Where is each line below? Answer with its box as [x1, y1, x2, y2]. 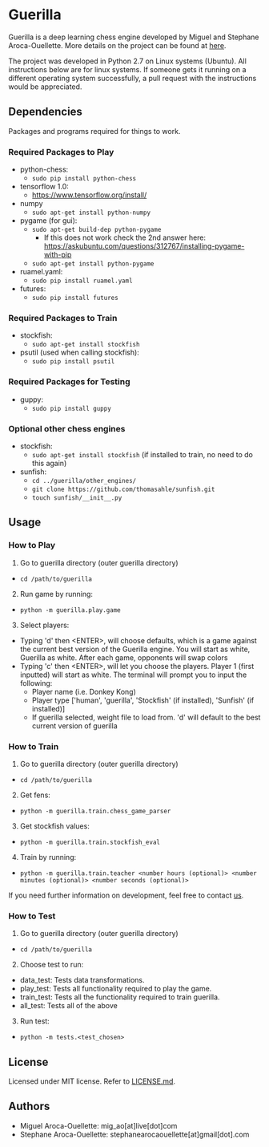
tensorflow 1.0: [19, 182, 70, 192]
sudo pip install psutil [31, 358, 115, 366]
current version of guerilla [31, 720, 118, 731]
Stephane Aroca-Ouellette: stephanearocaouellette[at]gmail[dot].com [19, 1129, 250, 1139]
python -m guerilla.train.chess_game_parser [19, 807, 171, 815]
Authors [8, 1100, 50, 1113]
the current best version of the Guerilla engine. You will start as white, [19, 644, 251, 654]
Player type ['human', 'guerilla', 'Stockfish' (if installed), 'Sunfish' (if [31, 695, 255, 705]
